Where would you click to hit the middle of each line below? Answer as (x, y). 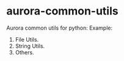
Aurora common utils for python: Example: (60, 28)
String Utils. (30, 46)
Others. (25, 52)
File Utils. (27, 39)
